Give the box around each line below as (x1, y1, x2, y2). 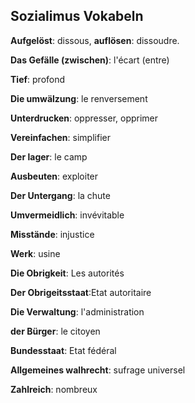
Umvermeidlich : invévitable (10, 209, 125, 221)
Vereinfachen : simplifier (10, 131, 111, 143)
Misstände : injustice (10, 228, 95, 240)
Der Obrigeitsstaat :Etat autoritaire (10, 286, 152, 298)
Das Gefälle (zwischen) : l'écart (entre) (10, 54, 170, 66)
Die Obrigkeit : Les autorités (10, 267, 125, 279)
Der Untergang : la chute (10, 189, 111, 201)
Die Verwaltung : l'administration (10, 305, 145, 318)
